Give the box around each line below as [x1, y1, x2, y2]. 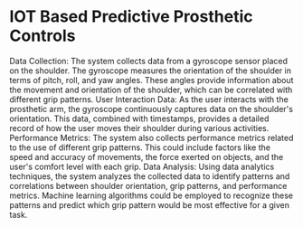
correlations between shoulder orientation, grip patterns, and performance [9, 180, 288, 191]
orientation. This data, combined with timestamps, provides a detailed [9, 113, 270, 124]
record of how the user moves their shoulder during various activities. [9, 122, 270, 133]
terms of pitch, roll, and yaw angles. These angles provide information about [9, 74, 294, 85]
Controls [9, 25, 76, 46]
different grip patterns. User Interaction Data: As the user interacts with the [9, 93, 289, 105]
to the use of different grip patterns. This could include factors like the [9, 142, 271, 153]
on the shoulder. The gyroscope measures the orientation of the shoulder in [9, 65, 292, 76]
